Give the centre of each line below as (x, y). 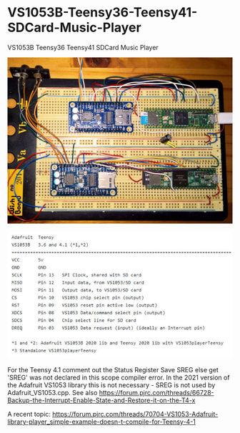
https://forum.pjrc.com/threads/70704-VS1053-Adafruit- (135, 414)
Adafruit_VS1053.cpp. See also (52, 392)
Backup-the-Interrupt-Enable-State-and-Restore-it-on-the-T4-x (101, 400)
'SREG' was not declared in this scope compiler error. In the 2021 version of (119, 377)
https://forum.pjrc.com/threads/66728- (156, 392)
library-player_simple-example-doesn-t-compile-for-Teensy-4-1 (102, 422)
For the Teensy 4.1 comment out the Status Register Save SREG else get (113, 369)
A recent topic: (29, 414)
